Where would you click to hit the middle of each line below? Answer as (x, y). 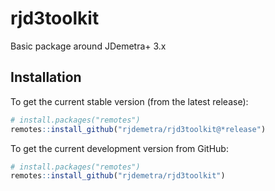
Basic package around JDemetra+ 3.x (88, 46)
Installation (46, 77)
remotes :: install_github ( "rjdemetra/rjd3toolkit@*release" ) (138, 129)
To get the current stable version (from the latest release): (129, 101)
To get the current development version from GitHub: (119, 148)
